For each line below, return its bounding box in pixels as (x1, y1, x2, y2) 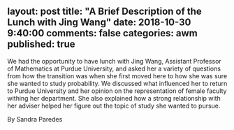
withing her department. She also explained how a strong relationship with (7, 94, 221, 102)
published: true (7, 38, 75, 50)
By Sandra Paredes (7, 115, 63, 123)
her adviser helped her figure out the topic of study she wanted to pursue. (7, 101, 221, 110)
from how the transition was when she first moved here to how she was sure (7, 71, 228, 80)
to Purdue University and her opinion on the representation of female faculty (7, 87, 227, 95)
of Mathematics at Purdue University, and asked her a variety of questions (7, 64, 221, 73)
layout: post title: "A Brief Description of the (7, 6, 203, 17)
